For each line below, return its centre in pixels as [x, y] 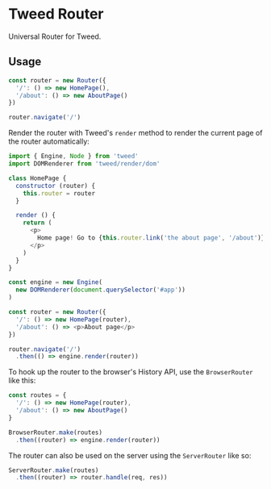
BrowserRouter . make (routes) [56, 433]
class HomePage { [38, 178]
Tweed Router [56, 14]
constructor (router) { [55, 186]
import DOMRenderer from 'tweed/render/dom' [84, 164]
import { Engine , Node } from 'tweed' [73, 157]
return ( [38, 223]
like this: [22, 381]
